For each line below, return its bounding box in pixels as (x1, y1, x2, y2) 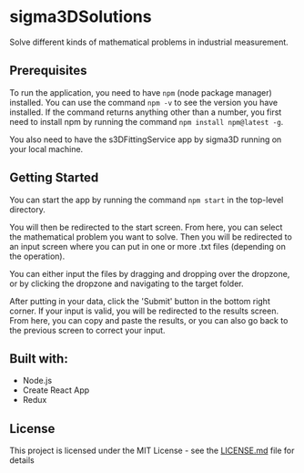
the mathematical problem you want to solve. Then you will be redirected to (9, 231, 293, 242)
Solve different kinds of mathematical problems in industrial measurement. (9, 36, 289, 47)
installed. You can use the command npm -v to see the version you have (9, 97, 279, 108)
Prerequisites (9, 63, 87, 78)
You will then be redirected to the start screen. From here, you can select (9, 221, 283, 232)
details (9, 455, 35, 466)
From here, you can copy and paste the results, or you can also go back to (9, 314, 289, 325)
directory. (9, 203, 46, 215)
